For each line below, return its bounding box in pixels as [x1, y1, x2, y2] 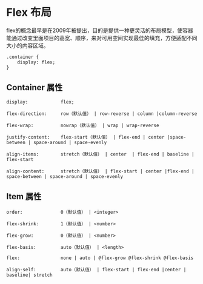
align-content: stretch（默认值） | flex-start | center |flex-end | [6, 168, 195, 174]
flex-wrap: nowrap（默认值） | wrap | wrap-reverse [6, 122, 159, 128]
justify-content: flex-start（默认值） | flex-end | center [6, 134, 165, 140]
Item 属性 [6, 191, 42, 202]
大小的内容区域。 [6, 42, 49, 49]
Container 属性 [6, 82, 63, 93]
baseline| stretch [6, 272, 53, 278]
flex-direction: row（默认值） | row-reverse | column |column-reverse [6, 110, 198, 117]
